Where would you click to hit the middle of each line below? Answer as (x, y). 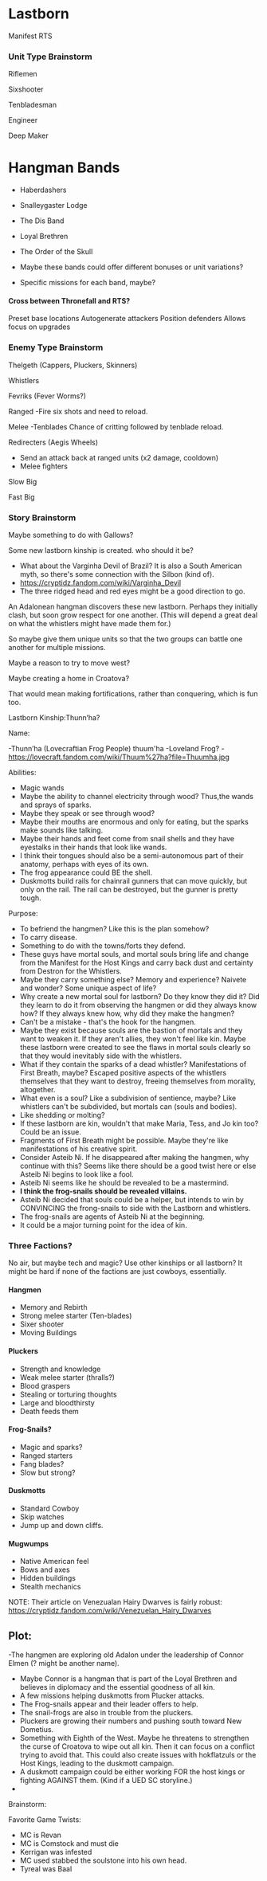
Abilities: (22, 772)
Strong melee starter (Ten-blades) (76, 1316)
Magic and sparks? (51, 1447)
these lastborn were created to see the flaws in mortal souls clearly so (135, 1047)
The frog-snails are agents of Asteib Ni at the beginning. (112, 1217)
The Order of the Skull (56, 252)
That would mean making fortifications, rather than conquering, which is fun (133, 693)
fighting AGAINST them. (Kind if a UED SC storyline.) (106, 1781)
